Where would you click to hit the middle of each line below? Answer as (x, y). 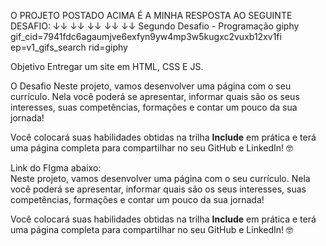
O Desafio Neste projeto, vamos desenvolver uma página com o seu (151, 86)
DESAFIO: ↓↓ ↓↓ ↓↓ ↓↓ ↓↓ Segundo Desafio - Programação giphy (155, 26)
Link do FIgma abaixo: (56, 168)
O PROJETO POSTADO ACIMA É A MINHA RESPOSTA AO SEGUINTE (151, 15)
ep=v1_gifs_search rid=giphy (69, 47)
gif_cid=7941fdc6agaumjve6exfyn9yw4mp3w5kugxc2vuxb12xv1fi (146, 36)
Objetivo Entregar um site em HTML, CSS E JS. (107, 66)
